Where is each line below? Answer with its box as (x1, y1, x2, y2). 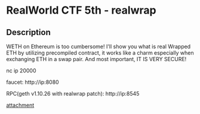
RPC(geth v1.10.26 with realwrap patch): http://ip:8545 (6, 90, 140, 97)
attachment (6, 102, 35, 109)
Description (6, 27, 51, 37)
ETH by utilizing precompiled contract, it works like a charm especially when (6, 49, 194, 56)
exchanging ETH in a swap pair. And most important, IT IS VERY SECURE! (6, 56, 187, 62)
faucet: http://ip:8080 (6, 78, 59, 85)
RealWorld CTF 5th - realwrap (6, 4, 156, 17)
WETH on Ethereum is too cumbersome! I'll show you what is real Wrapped (6, 43, 191, 50)
